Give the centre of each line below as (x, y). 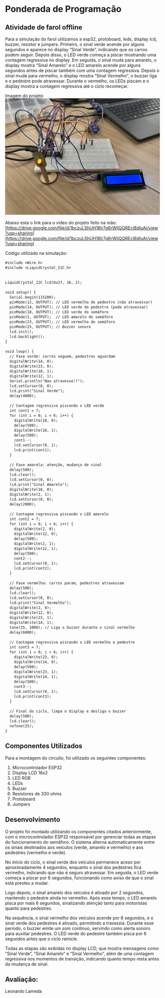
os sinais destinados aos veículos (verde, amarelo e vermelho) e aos (74, 847)
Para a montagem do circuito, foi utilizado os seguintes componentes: (76, 758)
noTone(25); (22, 726)
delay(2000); (23, 504)
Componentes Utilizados (44, 746)
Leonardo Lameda (24, 991)
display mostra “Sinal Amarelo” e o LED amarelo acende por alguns (73, 65)
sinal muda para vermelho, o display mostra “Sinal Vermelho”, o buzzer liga (81, 76)
